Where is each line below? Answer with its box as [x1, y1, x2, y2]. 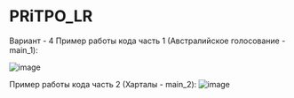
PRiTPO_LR [9, 6, 93, 26]
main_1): [9, 44, 38, 55]
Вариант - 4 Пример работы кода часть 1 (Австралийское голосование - [9, 35, 286, 46]
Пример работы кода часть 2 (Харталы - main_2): [9, 79, 197, 89]
